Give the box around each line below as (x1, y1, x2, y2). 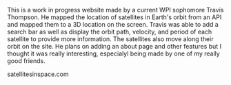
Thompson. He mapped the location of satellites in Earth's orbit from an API (7, 13, 222, 21)
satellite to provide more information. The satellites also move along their (7, 35, 214, 43)
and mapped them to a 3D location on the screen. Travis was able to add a (7, 21, 219, 28)
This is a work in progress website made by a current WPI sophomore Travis (7, 6, 224, 14)
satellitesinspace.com (7, 70, 69, 78)
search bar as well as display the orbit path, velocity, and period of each (7, 27, 212, 36)
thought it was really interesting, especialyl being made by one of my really (7, 49, 221, 58)
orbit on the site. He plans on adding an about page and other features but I (7, 42, 222, 50)
